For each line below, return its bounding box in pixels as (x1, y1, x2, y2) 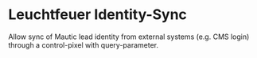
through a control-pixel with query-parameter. (8, 40, 159, 49)
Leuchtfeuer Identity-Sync (8, 6, 187, 24)
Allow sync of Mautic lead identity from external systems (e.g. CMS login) (8, 32, 250, 41)
